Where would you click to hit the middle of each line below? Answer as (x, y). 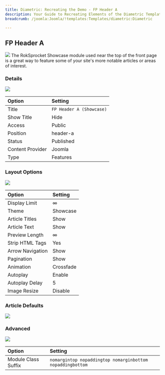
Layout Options (24, 172)
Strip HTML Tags (27, 243)
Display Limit (22, 203)
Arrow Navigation (28, 251)
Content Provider (27, 149)
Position (17, 133)
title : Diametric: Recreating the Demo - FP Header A (61, 10)
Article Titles (22, 219)
